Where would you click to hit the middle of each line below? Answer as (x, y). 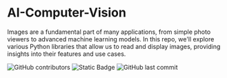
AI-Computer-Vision (67, 13)
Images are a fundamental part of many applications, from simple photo (109, 32)
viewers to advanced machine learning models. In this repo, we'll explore (111, 39)
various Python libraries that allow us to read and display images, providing (114, 46)
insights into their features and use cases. (67, 54)
